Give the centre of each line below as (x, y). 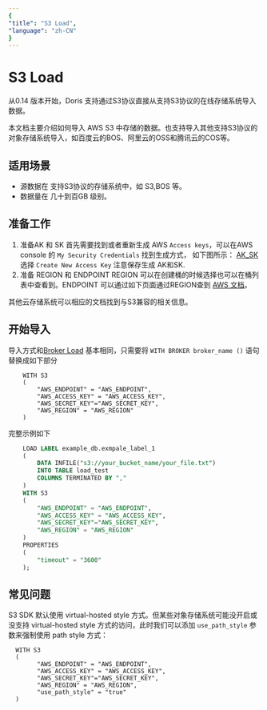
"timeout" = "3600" (70, 560)
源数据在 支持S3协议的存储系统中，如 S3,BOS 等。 (103, 186)
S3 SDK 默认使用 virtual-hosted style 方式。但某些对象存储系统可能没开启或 (133, 615)
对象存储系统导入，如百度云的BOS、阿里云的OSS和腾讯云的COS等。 (121, 138)
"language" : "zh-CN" (43, 30)
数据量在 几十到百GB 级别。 (66, 196)
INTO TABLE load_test (73, 471)
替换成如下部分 (33, 360)
